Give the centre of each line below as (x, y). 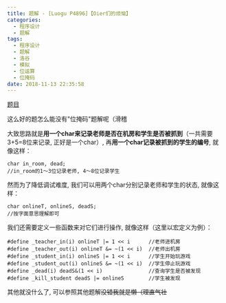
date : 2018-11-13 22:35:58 (46, 84)
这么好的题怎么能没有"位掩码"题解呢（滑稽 (67, 119)
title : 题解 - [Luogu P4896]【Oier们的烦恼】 (69, 13)
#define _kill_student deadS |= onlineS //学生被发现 (94, 279)
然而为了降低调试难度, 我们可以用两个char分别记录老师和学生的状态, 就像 (110, 185)
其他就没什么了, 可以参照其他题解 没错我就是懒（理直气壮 (87, 292)
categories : (24, 20)
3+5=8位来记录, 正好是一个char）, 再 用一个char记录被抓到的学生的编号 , (109, 143)
